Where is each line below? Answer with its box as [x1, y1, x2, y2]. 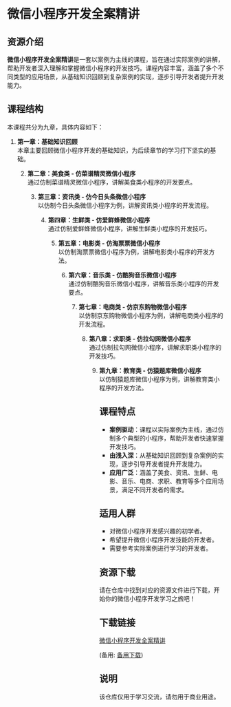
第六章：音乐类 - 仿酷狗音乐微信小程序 [68, 271, 177, 279]
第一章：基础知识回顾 [16, 137, 78, 145]
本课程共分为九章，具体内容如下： [7, 123, 104, 131]
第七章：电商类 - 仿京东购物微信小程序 [78, 302, 187, 310]
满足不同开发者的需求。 [121, 485, 188, 494]
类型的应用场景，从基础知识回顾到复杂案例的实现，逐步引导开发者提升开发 [12, 73, 224, 81]
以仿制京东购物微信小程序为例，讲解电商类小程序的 [78, 311, 223, 319]
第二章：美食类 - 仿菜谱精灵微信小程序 [27, 169, 136, 178]
